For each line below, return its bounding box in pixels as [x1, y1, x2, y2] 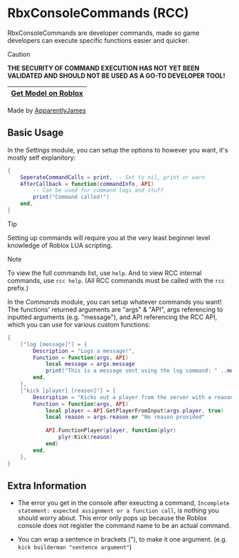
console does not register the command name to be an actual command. [17, 522, 231, 530]
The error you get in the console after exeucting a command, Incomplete [17, 499, 230, 507]
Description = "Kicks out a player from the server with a [33, 393, 212, 401]
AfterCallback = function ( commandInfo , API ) [20, 180, 154, 187]
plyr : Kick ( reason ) [58, 433, 113, 440]
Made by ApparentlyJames [7, 105, 87, 115]
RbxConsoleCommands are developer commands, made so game [7, 29, 200, 37]
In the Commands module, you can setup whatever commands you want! [7, 297, 222, 306]
